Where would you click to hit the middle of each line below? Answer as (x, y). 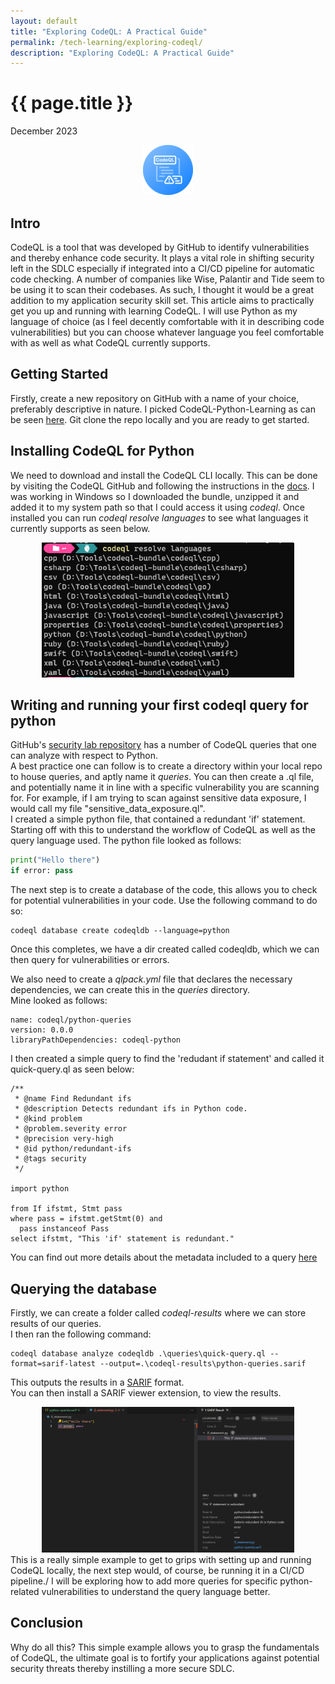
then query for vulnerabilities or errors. (90, 960)
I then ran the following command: (81, 1334)
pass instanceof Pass (64, 1229)
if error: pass (42, 871)
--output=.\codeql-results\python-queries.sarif (203, 1364)
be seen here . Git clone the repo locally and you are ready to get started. (160, 419)
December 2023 (44, 131)
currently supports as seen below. (80, 528)
